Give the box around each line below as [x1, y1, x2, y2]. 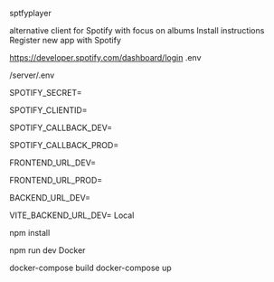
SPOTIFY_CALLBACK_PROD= [9, 140, 119, 150]
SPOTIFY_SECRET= [9, 88, 83, 98]
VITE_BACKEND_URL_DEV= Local [9, 210, 135, 221]
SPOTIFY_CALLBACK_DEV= [9, 122, 113, 133]
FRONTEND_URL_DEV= [9, 157, 97, 168]
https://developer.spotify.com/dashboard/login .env [9, 52, 202, 62]
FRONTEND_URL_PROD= [9, 175, 103, 185]
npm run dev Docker [9, 245, 86, 256]
